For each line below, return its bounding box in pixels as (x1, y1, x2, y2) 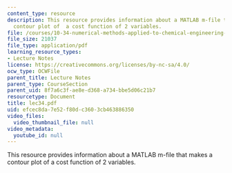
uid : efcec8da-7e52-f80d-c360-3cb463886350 (7, 106, 135, 113)
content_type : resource (7, 10, 76, 17)
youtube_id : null (13, 132, 64, 139)
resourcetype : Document (7, 94, 76, 101)
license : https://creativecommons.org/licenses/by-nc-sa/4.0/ (7, 61, 190, 68)
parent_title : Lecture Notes (7, 74, 91, 81)
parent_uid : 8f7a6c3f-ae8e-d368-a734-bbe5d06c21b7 (7, 87, 156, 94)
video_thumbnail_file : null (13, 119, 95, 126)
